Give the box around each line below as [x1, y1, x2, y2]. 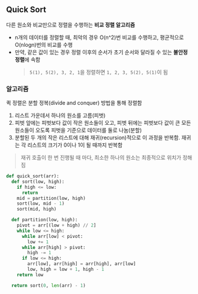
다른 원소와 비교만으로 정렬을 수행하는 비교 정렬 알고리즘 [6, 21, 135, 28]
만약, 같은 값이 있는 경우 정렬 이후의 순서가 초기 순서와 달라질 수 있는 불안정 [14, 49, 188, 56]
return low [17, 272, 44, 277]
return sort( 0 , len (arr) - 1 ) [11, 282, 86, 289]
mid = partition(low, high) [17, 195, 86, 201]
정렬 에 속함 [14, 56, 41, 63]
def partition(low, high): [11, 217, 78, 223]
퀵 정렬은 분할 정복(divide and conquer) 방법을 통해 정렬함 [6, 99, 142, 106]
